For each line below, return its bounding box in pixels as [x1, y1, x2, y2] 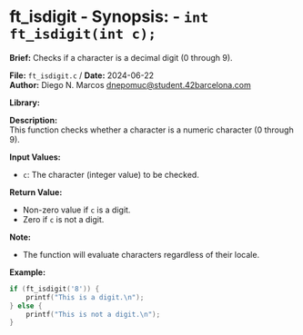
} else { [9, 301, 43, 310]
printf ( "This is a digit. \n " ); [25, 292, 145, 301]
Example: [9, 266, 46, 278]
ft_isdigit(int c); [9, 25, 157, 43]
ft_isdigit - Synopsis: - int [9, 6, 209, 27]
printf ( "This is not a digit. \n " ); [25, 310, 161, 319]
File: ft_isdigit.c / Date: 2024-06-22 [9, 70, 155, 81]
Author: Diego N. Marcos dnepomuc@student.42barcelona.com [9, 79, 252, 90]
